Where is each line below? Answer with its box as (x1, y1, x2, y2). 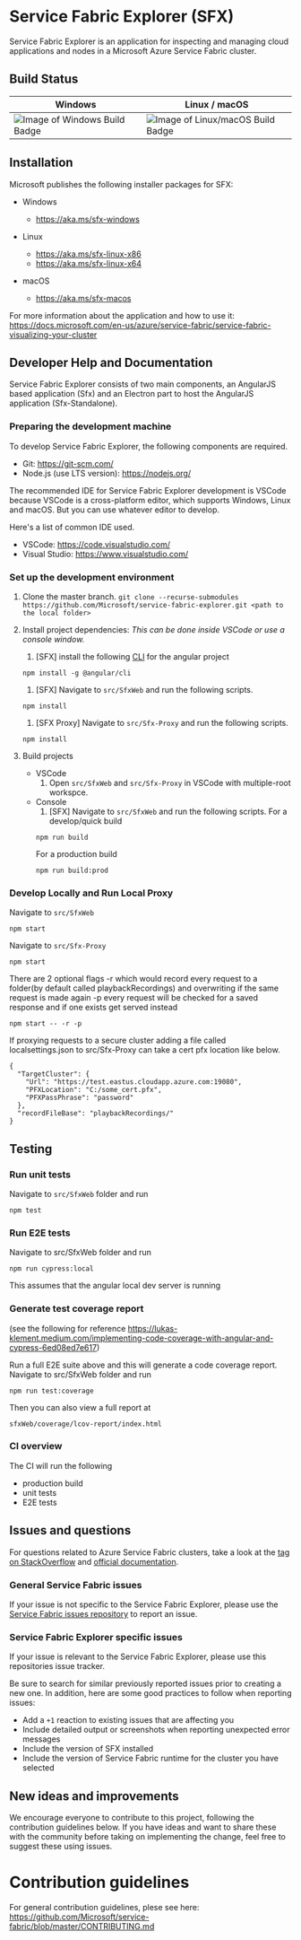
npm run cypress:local (9, 1264, 94, 1273)
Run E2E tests (9, 1227, 71, 1239)
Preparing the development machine (9, 420, 172, 433)
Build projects (21, 750, 73, 761)
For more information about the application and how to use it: (9, 310, 236, 320)
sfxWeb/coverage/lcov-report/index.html (9, 1420, 163, 1429)
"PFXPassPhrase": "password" (25, 1093, 134, 1103)
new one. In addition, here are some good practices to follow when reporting (9, 1688, 292, 1699)
